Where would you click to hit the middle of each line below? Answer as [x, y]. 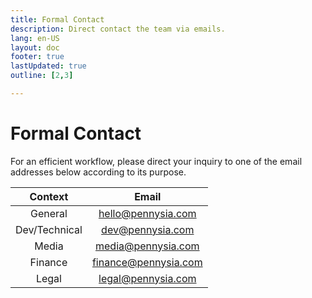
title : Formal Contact [57, 19]
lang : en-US [35, 38]
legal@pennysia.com [147, 278]
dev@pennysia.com [148, 229]
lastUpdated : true [48, 66]
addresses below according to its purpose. [98, 172]
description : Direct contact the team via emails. [118, 29]
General [48, 213]
